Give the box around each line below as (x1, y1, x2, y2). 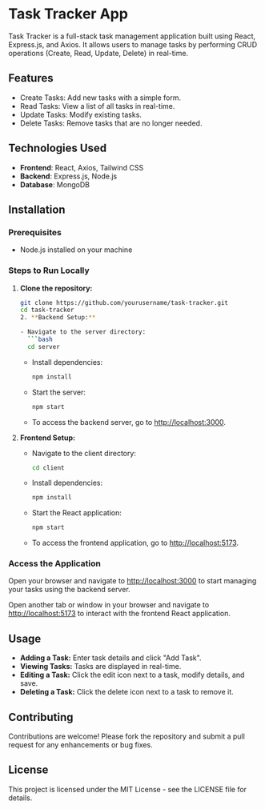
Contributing (8, 710, 74, 724)
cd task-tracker (19, 306, 74, 314)
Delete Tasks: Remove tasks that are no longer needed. (19, 118, 203, 128)
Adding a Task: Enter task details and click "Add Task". (19, 653, 202, 663)
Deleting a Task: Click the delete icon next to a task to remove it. (19, 687, 234, 697)
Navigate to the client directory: (31, 448, 136, 458)
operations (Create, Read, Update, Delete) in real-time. (8, 48, 189, 58)
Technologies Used (8, 142, 106, 155)
